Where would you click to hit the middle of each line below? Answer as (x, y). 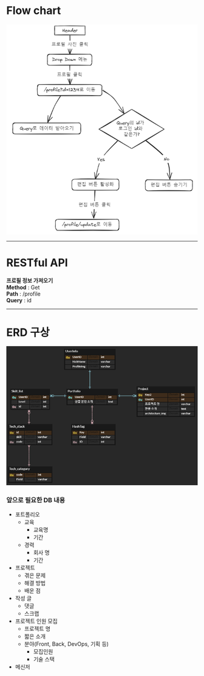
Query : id (19, 300)
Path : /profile (23, 294)
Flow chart (34, 11)
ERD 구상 (28, 332)
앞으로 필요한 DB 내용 (36, 500)
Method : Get (23, 287)
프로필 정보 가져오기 (30, 280)
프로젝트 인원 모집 (36, 621)
